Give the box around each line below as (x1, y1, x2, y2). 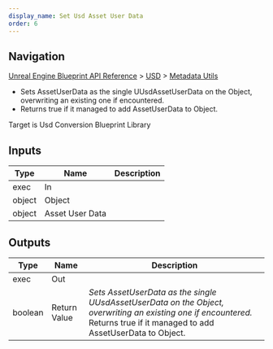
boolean (12, 307, 44, 318)
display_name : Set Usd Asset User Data (8, 11, 144, 20)
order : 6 (8, 20, 38, 28)
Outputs (8, 235, 51, 249)
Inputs (8, 143, 42, 157)
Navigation (8, 50, 65, 63)
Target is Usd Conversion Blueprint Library (8, 120, 151, 130)
